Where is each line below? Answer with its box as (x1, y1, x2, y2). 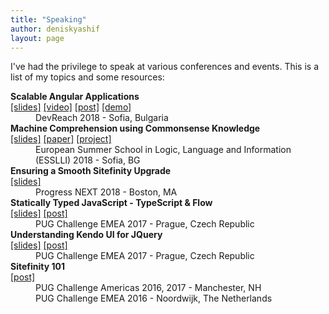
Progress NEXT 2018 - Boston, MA (35, 186, 178, 198)
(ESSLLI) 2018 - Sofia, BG (35, 154, 141, 166)
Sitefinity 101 (10, 261, 65, 273)
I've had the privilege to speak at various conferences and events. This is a (10, 61, 320, 73)
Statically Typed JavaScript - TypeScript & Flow (10, 197, 213, 209)
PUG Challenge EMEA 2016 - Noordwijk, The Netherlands (35, 292, 273, 305)
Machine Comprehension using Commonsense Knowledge (10, 122, 261, 135)
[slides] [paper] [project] (10, 133, 112, 145)
